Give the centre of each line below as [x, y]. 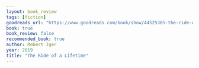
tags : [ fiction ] [26, 17]
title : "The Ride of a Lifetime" [47, 56]
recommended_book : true [36, 39]
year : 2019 [20, 50]
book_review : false [30, 34]
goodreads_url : [25, 22]
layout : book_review [32, 12]
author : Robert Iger [32, 45]
